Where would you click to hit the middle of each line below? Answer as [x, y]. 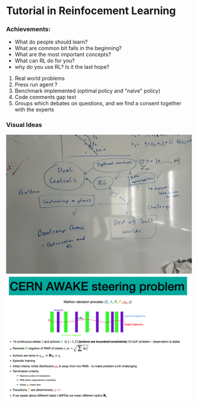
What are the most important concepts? [63, 55]
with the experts [34, 109]
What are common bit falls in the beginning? [68, 48]
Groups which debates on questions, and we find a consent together [98, 104]
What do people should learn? [51, 42]
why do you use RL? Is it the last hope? [62, 67]
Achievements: [29, 29]
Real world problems [39, 78]
